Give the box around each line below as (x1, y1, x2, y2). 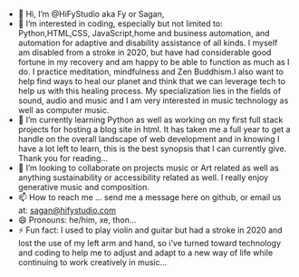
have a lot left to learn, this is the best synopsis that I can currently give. (17, 143, 287, 154)
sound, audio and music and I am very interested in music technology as (17, 95, 289, 106)
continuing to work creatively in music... (17, 257, 168, 267)
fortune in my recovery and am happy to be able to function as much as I (17, 57, 290, 67)
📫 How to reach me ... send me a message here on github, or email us (17, 192, 282, 203)
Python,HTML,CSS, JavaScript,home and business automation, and (17, 28, 270, 38)
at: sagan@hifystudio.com (17, 205, 116, 215)
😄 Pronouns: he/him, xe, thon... (17, 215, 137, 225)
